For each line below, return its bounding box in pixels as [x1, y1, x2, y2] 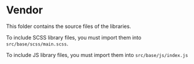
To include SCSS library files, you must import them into [6, 34, 142, 41]
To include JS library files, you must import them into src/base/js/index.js [6, 51, 188, 58]
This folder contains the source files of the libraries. [6, 23, 131, 30]
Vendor [6, 3, 43, 17]
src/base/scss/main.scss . [6, 40, 69, 47]
